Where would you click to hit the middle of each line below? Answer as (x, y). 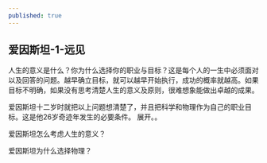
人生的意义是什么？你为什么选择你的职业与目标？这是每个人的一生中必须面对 (133, 70)
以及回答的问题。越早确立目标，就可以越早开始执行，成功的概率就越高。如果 (133, 80)
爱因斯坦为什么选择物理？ (50, 151)
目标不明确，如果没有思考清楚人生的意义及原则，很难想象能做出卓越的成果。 (133, 90)
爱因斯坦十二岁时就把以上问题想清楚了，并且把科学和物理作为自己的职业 (126, 107)
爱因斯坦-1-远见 (47, 50)
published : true (35, 16)
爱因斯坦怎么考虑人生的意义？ (57, 134)
